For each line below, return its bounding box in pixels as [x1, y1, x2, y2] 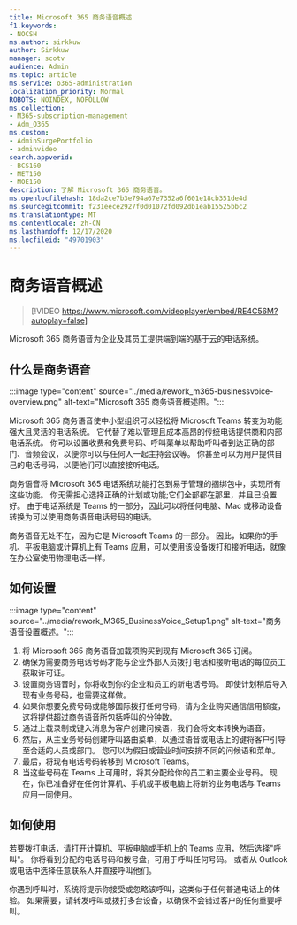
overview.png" [9, 397, 62, 407]
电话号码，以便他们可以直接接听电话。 [24, 459, 164, 470]
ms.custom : [9, 128, 49, 137]
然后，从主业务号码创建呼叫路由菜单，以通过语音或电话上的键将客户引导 [21, 734, 286, 744]
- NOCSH [9, 29, 38, 38]
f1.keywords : [9, 21, 57, 30]
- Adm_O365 [9, 120, 49, 129]
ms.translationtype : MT [9, 210, 97, 220]
